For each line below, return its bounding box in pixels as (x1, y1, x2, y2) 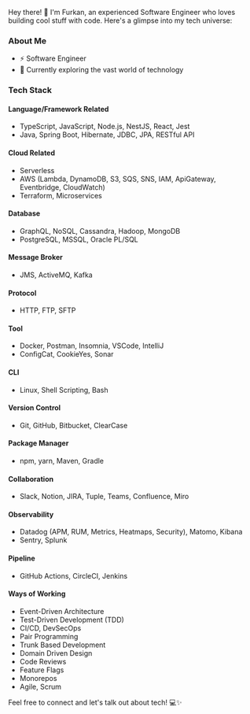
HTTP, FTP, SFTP (19, 305, 76, 315)
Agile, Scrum (19, 682, 61, 691)
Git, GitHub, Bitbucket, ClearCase (19, 420, 128, 430)
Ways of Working (8, 589, 66, 598)
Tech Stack (8, 85, 53, 96)
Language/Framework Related (8, 104, 109, 113)
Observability (8, 509, 54, 519)
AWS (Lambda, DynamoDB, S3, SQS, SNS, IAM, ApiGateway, (19, 174, 216, 183)
